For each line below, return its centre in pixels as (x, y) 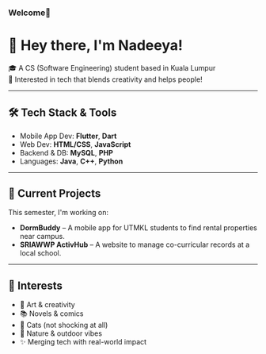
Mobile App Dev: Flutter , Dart (68, 136)
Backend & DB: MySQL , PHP (66, 152)
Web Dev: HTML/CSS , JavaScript (75, 144)
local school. (40, 253)
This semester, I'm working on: (59, 213)
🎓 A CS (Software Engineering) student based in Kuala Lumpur (112, 67)
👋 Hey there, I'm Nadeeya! (96, 46)
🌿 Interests (36, 285)
